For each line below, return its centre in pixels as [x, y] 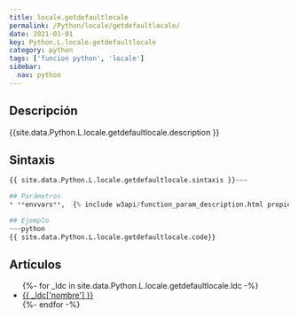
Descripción [43, 111]
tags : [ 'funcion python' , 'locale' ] [77, 58]
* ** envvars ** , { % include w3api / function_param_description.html [137, 205]
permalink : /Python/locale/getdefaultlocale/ [94, 26]
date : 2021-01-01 [41, 34]
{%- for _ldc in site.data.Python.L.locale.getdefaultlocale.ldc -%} [140, 286]
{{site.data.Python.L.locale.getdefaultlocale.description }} [114, 132]
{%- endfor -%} [51, 305]
